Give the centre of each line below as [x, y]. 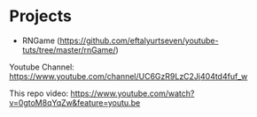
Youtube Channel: [42, 67]
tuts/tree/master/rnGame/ [69, 49]
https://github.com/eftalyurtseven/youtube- [139, 40]
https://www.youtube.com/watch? [132, 93]
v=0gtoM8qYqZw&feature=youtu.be [75, 102]
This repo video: [39, 93]
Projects [41, 16]
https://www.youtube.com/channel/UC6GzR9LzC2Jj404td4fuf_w [128, 76]
